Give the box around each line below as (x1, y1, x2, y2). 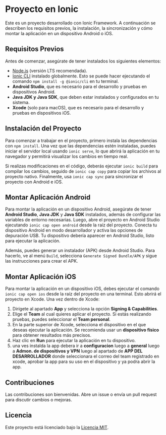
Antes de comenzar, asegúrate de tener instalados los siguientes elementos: (5, 58, 161, 64)
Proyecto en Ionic (5, 3, 79, 15)
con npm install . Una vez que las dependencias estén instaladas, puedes (5, 143, 156, 148)
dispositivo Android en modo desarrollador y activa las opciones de (5, 227, 143, 233)
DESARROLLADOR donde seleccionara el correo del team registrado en (12, 354, 160, 360)
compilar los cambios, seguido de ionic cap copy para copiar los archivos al (5, 168, 162, 174)
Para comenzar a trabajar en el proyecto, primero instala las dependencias (5, 138, 158, 144)
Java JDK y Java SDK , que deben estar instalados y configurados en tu (12, 94, 159, 100)
